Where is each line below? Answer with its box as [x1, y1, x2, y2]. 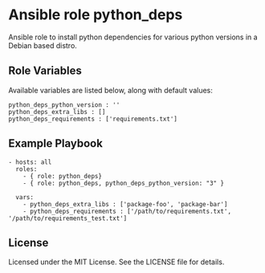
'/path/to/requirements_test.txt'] [8, 214, 128, 222]
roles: [15, 165, 38, 173]
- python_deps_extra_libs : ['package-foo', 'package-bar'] [22, 200, 228, 208]
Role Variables [8, 64, 82, 78]
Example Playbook [8, 136, 103, 150]
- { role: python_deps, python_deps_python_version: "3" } [22, 179, 225, 187]
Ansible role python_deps [8, 6, 183, 24]
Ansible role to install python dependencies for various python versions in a [8, 32, 259, 42]
